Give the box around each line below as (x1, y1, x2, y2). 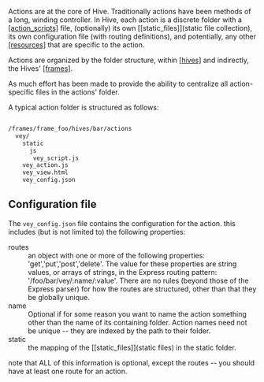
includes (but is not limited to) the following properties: (8, 227, 186, 236)
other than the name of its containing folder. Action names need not (28, 317, 247, 327)
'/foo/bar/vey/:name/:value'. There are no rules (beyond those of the (28, 276, 250, 285)
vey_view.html (22, 169, 69, 176)
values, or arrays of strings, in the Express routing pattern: (28, 267, 218, 276)
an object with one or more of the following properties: (28, 250, 205, 260)
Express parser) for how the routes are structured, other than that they (28, 284, 257, 294)
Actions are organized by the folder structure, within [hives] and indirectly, (8, 55, 250, 65)
